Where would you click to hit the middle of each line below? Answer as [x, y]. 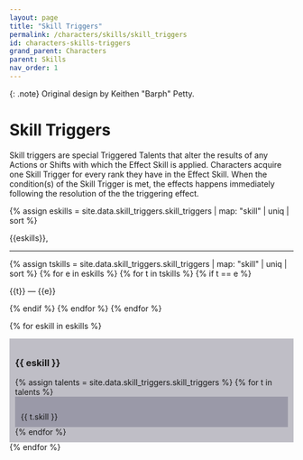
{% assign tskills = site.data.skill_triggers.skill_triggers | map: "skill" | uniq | [148, 263]
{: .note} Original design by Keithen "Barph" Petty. [102, 93]
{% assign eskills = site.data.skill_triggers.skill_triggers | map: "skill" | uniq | [149, 211]
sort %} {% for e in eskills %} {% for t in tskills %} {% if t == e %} [131, 273]
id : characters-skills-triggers [70, 43]
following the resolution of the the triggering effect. [104, 193]
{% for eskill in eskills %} [55, 326]
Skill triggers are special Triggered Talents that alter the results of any [139, 155]
